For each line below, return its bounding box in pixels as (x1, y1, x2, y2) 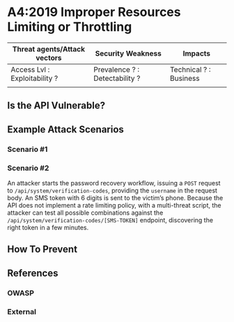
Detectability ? (93, 73, 141, 83)
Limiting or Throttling (7, 19, 132, 35)
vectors (36, 53, 62, 63)
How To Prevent (7, 243, 78, 255)
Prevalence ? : (93, 64, 140, 74)
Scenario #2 (7, 163, 49, 173)
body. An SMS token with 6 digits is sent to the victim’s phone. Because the (7, 193, 224, 202)
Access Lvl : (10, 64, 50, 74)
